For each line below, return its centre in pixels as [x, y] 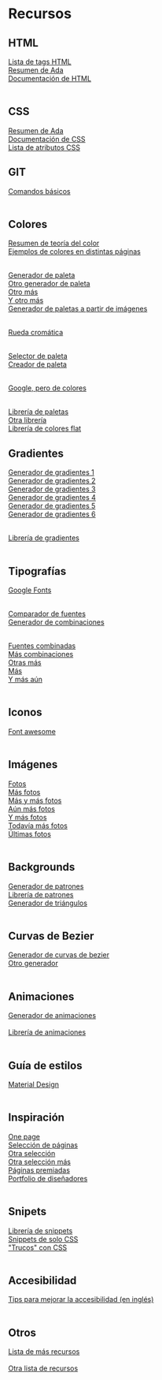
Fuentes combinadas [42, 646]
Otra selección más [39, 1162]
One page [24, 1136]
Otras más [25, 662]
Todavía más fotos [38, 826]
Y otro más [26, 300]
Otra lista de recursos [43, 1368]
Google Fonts [30, 590]
